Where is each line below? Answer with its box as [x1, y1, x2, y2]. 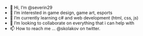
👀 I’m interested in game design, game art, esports [9, 10, 112, 16]
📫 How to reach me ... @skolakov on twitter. [9, 26, 101, 31]
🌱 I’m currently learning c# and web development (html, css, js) [9, 15, 139, 20]
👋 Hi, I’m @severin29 [9, 5, 53, 10]
